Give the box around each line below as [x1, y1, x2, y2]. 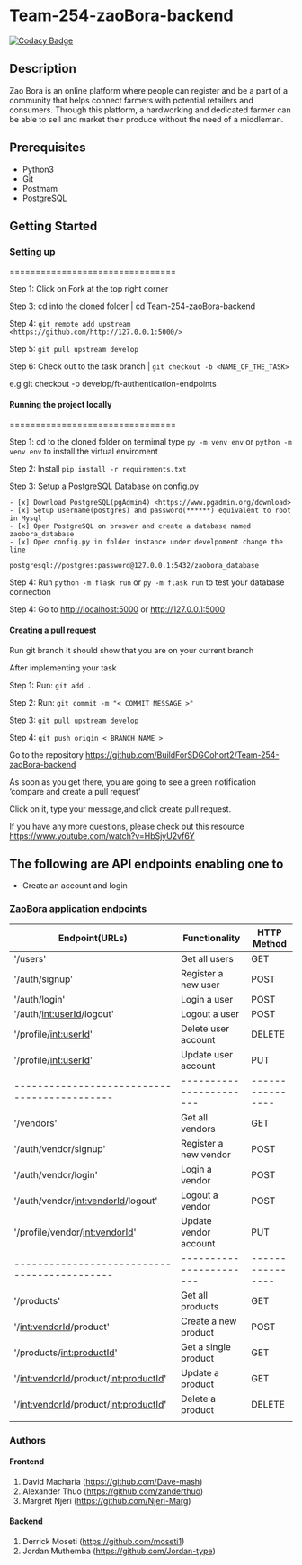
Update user [181, 1048, 234, 1060]
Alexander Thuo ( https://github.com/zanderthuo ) [22, 1486, 204, 1497]
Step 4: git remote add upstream [9, 319, 131, 329]
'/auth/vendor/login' [13, 1168, 98, 1181]
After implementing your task [9, 662, 117, 673]
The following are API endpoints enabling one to [9, 857, 284, 872]
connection [9, 587, 51, 598]
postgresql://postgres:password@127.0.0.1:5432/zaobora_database [9, 562, 259, 571]
